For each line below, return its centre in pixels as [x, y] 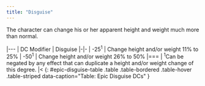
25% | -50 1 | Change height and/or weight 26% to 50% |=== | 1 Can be [95, 56]
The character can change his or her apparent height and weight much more [103, 29]
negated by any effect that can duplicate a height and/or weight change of [100, 63]
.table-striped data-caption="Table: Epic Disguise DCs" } [78, 76]
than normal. [22, 36]
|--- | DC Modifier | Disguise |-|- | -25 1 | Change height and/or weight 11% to [102, 49]
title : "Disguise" [30, 12]
